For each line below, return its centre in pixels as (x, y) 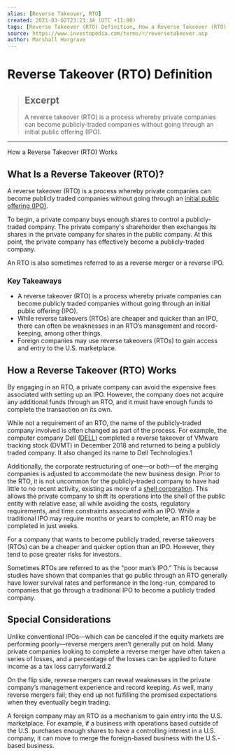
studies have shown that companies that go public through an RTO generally (117, 576)
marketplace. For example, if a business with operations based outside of (113, 723)
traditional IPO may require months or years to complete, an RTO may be (112, 518)
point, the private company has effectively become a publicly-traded (106, 242)
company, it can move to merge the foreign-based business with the (106, 738)
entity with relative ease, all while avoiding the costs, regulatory (99, 504)
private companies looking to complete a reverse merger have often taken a (116, 651)
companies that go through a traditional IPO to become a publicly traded (111, 590)
